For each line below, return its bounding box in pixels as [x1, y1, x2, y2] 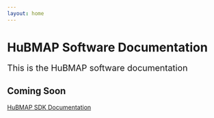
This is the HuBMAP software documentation [7, 62, 188, 73]
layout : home [7, 10, 44, 17]
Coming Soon [7, 85, 66, 97]
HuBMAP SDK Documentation [7, 104, 92, 112]
